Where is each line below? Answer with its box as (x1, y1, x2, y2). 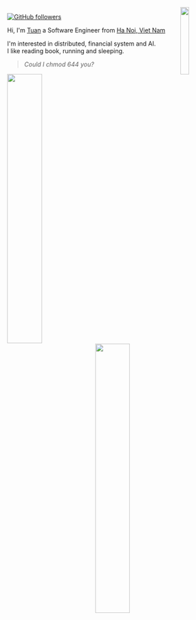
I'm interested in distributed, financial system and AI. (7, 39, 156, 48)
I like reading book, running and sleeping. (7, 47, 124, 55)
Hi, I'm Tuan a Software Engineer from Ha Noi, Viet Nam (7, 26, 166, 34)
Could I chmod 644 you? (23, 60, 94, 68)
